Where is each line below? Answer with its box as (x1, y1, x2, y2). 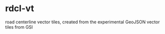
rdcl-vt (5, 3, 35, 14)
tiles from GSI (5, 24, 33, 30)
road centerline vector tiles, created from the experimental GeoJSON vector (5, 19, 160, 25)
